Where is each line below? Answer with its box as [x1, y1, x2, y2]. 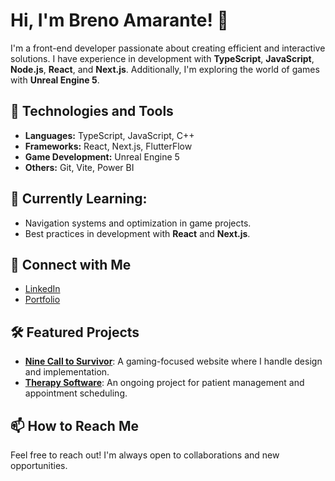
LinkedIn [24, 283, 61, 295]
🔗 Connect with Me [10, 256, 132, 273]
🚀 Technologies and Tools [10, 103, 174, 120]
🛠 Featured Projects [10, 324, 140, 341]
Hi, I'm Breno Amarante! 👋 [10, 9, 229, 32]
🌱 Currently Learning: [10, 190, 148, 208]
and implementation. [24, 366, 110, 378]
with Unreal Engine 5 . [10, 74, 100, 86]
